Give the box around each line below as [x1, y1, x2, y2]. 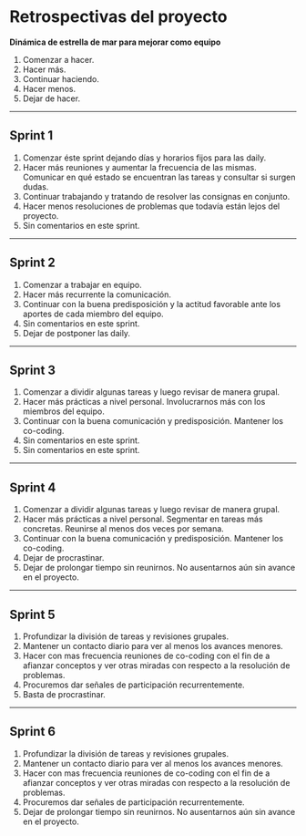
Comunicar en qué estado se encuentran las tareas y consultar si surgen [22, 171, 296, 182]
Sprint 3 [9, 362, 56, 377]
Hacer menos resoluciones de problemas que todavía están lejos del [22, 201, 280, 212]
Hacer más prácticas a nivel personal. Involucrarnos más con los [22, 397, 266, 408]
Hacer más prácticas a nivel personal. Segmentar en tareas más [22, 513, 263, 525]
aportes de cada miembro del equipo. [22, 308, 164, 319]
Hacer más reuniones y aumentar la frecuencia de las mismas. [22, 161, 257, 172]
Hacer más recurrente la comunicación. [22, 289, 171, 300]
